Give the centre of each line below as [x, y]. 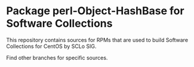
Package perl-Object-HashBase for [95, 11]
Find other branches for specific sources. [57, 58]
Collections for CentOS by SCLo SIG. [51, 46]
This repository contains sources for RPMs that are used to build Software [97, 40]
